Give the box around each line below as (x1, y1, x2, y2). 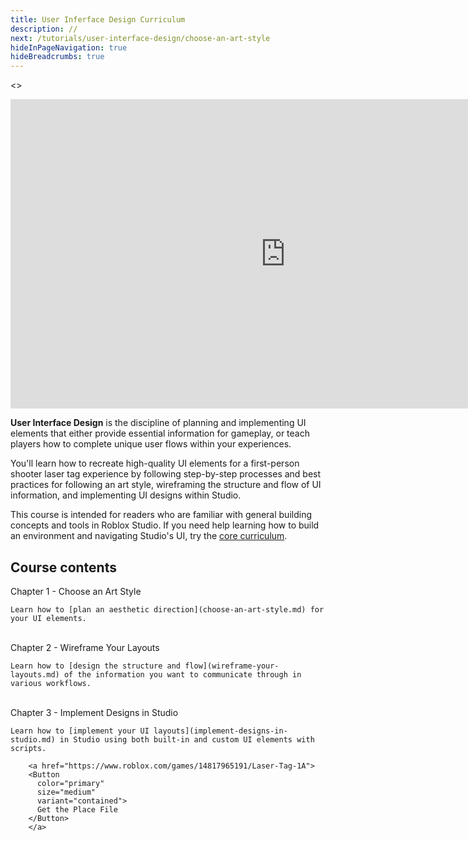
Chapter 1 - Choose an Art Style (10, 585, 142, 597)
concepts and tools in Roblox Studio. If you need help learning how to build (10, 519, 320, 531)
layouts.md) (10, 669, 60, 680)
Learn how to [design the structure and (10, 661, 182, 671)
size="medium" (36, 787, 97, 797)
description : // (10, 24, 78, 34)
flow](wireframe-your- (184, 661, 280, 671)
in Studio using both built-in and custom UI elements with (59, 734, 315, 745)
